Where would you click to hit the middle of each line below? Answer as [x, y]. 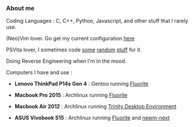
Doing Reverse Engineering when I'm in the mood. [66, 61]
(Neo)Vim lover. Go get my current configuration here [70, 39]
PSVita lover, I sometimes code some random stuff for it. [74, 50]
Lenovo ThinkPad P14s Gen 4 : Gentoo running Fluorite [82, 84]
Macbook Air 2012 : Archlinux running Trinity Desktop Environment [95, 107]
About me [20, 8]
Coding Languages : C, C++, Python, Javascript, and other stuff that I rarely [97, 21]
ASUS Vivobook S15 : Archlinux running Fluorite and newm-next [92, 118]
